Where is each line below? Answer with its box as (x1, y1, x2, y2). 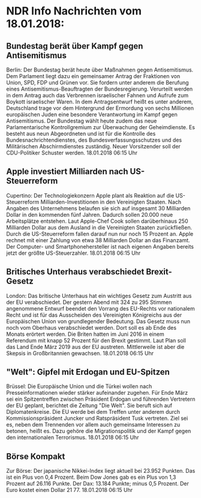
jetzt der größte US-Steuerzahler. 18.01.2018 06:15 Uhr (6, 249, 141, 257)
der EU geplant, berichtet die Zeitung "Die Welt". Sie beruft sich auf (6, 402, 173, 409)
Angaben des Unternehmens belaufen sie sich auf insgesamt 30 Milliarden (6, 204, 191, 211)
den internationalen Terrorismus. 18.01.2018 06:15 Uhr (6, 434, 139, 441)
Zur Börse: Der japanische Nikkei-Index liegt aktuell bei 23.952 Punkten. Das (6, 467, 196, 475)
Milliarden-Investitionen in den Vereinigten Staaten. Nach (40, 198, 182, 205)
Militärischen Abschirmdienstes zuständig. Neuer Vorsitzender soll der (6, 143, 181, 150)
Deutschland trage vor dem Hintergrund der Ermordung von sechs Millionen (6, 105, 194, 112)
